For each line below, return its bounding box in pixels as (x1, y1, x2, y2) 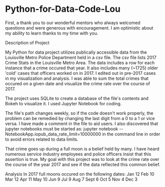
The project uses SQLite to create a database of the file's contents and (5, 95, 149, 101)
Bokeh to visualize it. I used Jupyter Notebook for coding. (5, 100, 122, 106)
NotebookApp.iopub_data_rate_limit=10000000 (5, 131, 101, 137)
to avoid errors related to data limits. (5, 136, 79, 142)
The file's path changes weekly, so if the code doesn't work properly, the (5, 110, 154, 116)
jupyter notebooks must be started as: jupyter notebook (5, 125, 118, 131)
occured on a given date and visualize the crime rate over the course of (5, 80, 150, 87)
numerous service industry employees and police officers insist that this (5, 151, 152, 157)
